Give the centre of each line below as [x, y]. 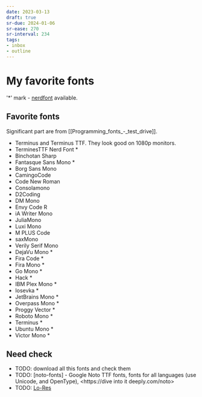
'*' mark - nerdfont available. [42, 98]
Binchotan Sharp [36, 156]
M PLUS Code [32, 232]
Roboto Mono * [34, 316]
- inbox [16, 46]
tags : [13, 40]
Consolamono [32, 188]
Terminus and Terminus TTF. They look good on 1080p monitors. [96, 143]
